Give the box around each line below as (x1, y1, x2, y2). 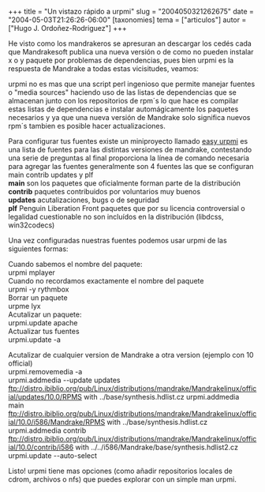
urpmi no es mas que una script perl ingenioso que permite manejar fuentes (8, 79, 256, 88)
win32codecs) (8, 220, 55, 230)
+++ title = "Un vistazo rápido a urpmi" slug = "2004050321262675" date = (8, 7, 255, 16)
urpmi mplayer (8, 268, 55, 277)
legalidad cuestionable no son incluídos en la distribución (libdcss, (8, 212, 224, 221)
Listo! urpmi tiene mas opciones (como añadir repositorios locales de (8, 466, 233, 475)
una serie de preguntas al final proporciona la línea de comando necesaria (8, 153, 250, 163)
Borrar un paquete (8, 293, 69, 302)
